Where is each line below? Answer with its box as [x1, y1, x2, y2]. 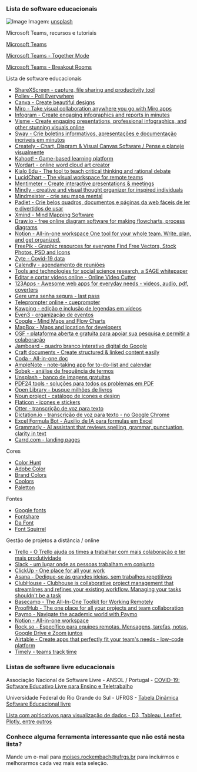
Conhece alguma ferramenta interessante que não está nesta [6, 733, 185, 741]
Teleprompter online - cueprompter [14, 299, 101, 306]
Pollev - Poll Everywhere [14, 93, 75, 100]
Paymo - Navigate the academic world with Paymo [14, 611, 138, 618]
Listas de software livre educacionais [6, 663, 115, 671]
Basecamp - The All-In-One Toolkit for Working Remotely [14, 599, 153, 606]
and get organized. [14, 236, 61, 243]
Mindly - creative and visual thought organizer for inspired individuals [14, 186, 183, 193]
